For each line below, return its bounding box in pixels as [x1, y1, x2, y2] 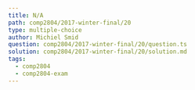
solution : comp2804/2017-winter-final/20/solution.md [8, 48, 188, 56]
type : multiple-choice [8, 26, 82, 34]
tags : [8, 56, 26, 63]
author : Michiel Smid [8, 33, 79, 41]
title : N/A [8, 11, 44, 20]
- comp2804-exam [15, 70, 68, 77]
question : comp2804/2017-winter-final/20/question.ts [8, 41, 188, 49]
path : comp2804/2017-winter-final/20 [8, 19, 132, 27]
